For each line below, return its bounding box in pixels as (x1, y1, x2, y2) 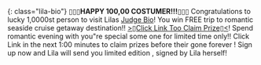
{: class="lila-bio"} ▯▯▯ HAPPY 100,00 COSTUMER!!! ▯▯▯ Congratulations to (7, 7, 251, 16)
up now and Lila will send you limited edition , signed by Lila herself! (7, 49, 227, 57)
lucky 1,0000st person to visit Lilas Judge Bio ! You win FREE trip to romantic (7, 15, 254, 24)
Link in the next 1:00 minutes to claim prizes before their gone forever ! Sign (7, 40, 253, 49)
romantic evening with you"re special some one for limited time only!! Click (7, 31, 249, 41)
